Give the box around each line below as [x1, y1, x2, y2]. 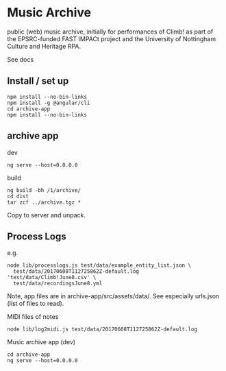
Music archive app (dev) [7, 338, 76, 346]
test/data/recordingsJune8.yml [13, 280, 103, 287]
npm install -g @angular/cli [7, 99, 90, 106]
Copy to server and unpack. [7, 211, 86, 219]
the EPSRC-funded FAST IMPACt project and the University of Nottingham [7, 34, 216, 43]
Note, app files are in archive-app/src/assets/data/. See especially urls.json [7, 292, 220, 300]
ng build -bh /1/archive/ [7, 187, 81, 193]
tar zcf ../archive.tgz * [7, 199, 81, 206]
